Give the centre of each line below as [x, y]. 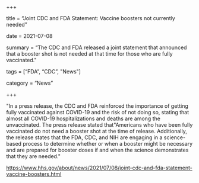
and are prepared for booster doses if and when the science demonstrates [97, 150]
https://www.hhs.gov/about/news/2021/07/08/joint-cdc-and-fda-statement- [99, 168]
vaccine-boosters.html [34, 174]
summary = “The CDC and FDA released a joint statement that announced [97, 47]
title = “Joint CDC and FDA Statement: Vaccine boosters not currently [91, 18]
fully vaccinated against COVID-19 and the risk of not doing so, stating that [98, 112]
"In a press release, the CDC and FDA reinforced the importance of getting [97, 106]
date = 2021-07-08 [29, 36]
